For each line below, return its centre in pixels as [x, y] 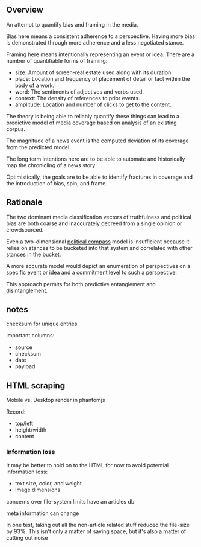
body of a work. [35, 85]
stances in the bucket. [34, 254]
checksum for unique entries [42, 324]
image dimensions [38, 490]
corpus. [16, 129]
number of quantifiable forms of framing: [57, 60]
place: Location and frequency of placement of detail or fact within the [102, 78]
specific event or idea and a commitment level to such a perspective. [92, 272]
